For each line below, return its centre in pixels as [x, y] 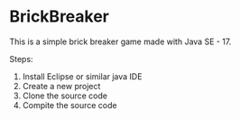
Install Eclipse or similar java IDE [82, 76]
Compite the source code [69, 105]
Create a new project [61, 86]
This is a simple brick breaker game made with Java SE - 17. [120, 41]
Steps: [21, 59]
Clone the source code [65, 96]
